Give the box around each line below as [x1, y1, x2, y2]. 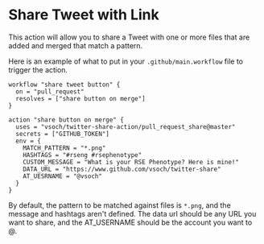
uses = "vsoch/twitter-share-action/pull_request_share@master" [15, 122, 236, 130]
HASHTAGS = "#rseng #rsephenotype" [23, 151, 142, 159]
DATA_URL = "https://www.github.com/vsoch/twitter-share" [23, 165, 221, 173]
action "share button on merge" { [8, 115, 125, 124]
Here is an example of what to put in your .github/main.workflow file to [8, 56, 244, 66]
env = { [15, 137, 42, 145]
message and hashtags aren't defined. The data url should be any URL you [8, 209, 257, 218]
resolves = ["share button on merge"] [15, 94, 146, 102]
